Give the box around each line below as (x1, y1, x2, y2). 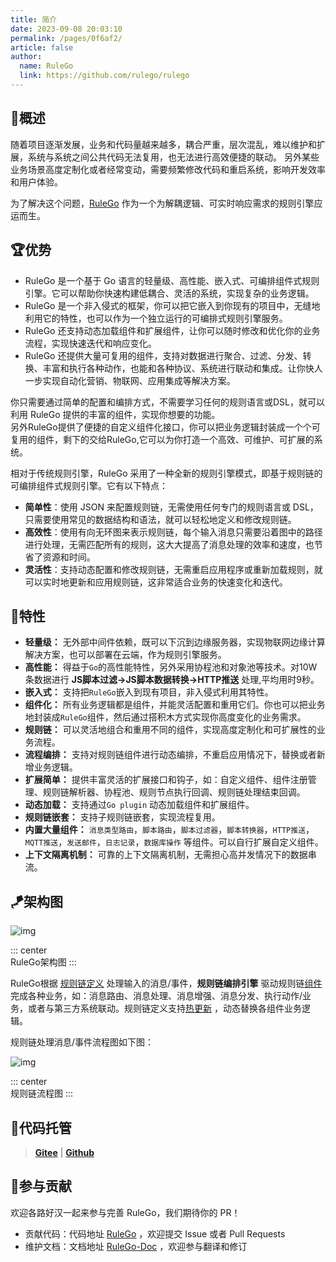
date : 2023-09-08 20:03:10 (10, 24, 123, 34)
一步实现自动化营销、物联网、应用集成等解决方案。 (24, 374, 236, 386)
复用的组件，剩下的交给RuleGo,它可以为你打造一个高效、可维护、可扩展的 (10, 433, 315, 445)
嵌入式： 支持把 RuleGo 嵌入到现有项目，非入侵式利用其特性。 (24, 686, 274, 698)
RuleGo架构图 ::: (10, 956, 77, 968)
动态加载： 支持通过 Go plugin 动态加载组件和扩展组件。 (24, 799, 255, 811)
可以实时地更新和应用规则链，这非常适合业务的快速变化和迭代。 (24, 576, 288, 588)
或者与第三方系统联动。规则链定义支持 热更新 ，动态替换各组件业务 (27, 1002, 302, 1015)
